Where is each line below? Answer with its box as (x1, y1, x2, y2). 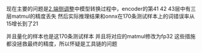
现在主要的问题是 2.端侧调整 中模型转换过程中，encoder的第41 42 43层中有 (6, 5, 191, 12)
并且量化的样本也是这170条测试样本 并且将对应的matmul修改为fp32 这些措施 (6, 33, 196, 40)
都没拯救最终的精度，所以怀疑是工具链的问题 (6, 40, 118, 47)
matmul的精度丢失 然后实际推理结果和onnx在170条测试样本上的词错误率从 (11, 13, 195, 20)
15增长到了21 (6, 20, 39, 27)
